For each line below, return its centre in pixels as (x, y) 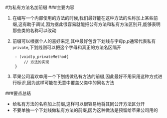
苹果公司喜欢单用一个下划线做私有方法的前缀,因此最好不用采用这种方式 (85, 76)
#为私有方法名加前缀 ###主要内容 (40, 7)
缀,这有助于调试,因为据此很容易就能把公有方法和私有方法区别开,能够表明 (86, 24)
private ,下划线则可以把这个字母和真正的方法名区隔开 (67, 47)
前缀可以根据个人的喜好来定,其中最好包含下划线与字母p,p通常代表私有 (84, 41)
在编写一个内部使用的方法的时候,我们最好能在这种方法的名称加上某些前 (85, 18)
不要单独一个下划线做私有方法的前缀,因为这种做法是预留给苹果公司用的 (85, 110)
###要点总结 (18, 93)
